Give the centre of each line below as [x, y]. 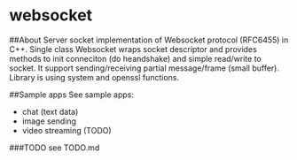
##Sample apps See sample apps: [72, 95]
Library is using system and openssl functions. [94, 77]
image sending [49, 121]
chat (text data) [50, 111]
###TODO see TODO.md [55, 148]
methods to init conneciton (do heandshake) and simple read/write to [135, 58]
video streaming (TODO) [67, 130]
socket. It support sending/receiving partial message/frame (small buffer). [144, 68]
